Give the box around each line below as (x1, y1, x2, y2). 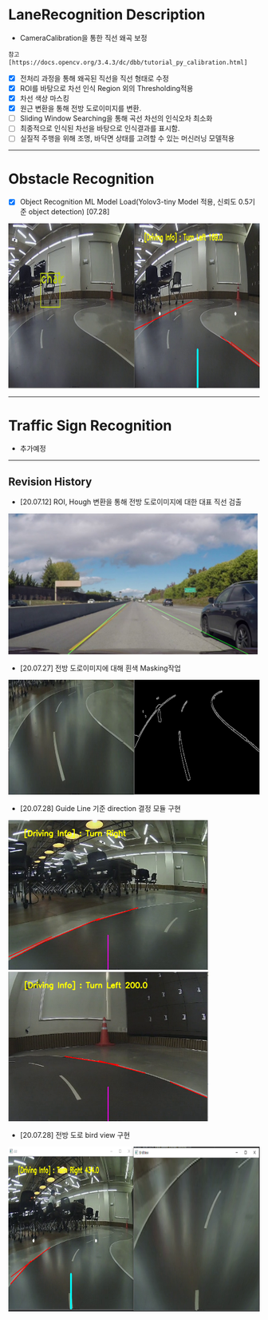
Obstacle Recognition (8, 169, 155, 188)
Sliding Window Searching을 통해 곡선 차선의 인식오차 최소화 (19, 113, 213, 123)
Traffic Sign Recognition (8, 416, 172, 435)
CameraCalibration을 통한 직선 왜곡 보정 (19, 33, 148, 42)
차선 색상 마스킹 (19, 93, 69, 103)
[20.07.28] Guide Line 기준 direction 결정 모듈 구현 (19, 804, 181, 813)
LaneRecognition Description (8, 6, 206, 24)
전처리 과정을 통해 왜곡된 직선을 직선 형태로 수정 (19, 74, 169, 83)
